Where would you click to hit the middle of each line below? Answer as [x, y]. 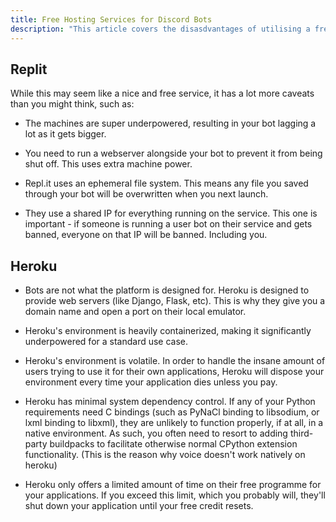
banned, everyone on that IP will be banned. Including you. [146, 235]
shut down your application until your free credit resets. [139, 506]
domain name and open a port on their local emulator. [135, 312]
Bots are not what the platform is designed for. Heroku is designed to [167, 290]
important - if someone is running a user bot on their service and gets [168, 224]
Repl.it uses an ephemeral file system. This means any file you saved [166, 183]
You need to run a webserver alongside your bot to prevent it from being [173, 153]
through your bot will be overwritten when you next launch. [146, 194]
